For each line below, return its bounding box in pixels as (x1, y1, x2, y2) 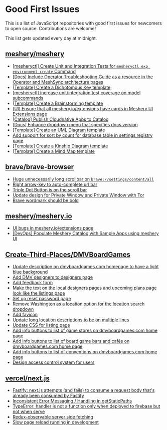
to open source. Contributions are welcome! (5, 25, 96, 31)
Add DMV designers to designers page (12, 274, 93, 280)
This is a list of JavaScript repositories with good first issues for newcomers (5, 20, 162, 26)
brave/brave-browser (5, 163, 74, 171)
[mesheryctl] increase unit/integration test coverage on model (12, 89, 141, 96)
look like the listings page (12, 290, 65, 296)
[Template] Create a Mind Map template (12, 148, 95, 154)
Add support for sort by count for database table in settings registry (12, 132, 153, 138)
